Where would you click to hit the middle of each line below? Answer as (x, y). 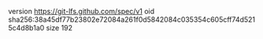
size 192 (59, 28)
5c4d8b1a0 (26, 28)
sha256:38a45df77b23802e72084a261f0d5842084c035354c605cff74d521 (132, 19)
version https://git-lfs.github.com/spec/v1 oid (81, 11)
